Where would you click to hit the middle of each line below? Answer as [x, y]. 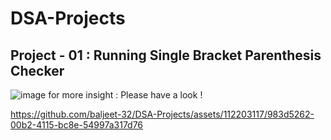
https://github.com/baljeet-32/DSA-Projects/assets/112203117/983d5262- [162, 114]
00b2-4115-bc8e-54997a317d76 [77, 125]
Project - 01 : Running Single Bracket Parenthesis [166, 55]
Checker [37, 70]
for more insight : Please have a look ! [125, 95]
